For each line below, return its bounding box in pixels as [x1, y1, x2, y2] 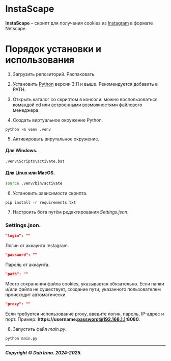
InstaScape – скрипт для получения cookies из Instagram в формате [5, 20, 153, 26]
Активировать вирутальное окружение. [12, 136, 100, 142]
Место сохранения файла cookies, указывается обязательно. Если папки [5, 281, 164, 287]
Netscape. [5, 25, 27, 31]
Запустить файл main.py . [12, 326, 67, 332]
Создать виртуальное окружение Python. [12, 117, 103, 123]
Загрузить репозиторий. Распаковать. [12, 71, 96, 77]
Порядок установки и [5, 43, 102, 55]
